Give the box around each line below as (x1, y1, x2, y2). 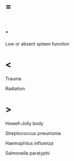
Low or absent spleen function (5, 41, 70, 47)
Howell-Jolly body (5, 121, 44, 126)
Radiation (5, 85, 26, 92)
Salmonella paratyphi (5, 150, 50, 156)
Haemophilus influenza (5, 140, 54, 146)
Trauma (5, 76, 21, 82)
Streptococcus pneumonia (5, 130, 61, 136)
